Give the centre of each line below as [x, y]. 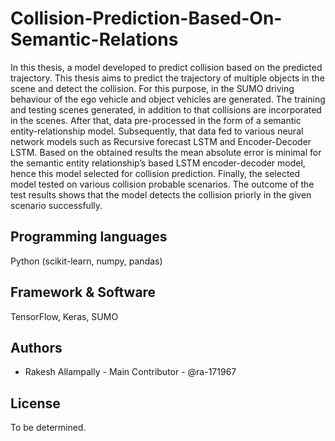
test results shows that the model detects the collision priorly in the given [161, 194]
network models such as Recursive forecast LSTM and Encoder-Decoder [161, 141]
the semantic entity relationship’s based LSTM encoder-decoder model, [158, 163]
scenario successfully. [56, 205]
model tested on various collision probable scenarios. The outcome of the [162, 184]
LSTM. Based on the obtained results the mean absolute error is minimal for [166, 152]
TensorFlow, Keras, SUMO [64, 316]
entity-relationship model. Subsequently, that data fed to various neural [157, 131]
